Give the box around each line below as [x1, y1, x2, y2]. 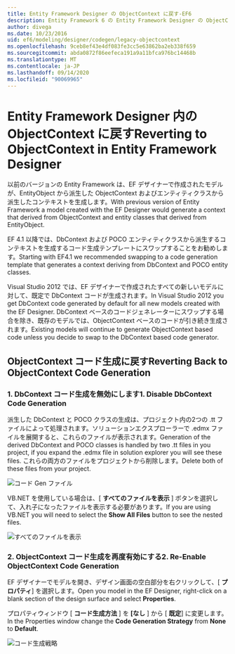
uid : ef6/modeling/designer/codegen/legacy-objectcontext [7, 37, 180, 44]
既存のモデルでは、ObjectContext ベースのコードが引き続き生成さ [37, 316, 229, 325]
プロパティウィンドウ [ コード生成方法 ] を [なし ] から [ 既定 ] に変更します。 [7, 609, 228, 617]
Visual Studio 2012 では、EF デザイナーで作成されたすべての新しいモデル [7, 283, 218, 291]
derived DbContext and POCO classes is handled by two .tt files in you [7, 441, 211, 449]
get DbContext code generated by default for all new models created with [7, 300, 220, 308]
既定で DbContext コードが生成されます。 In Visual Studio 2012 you [31, 291, 224, 300]
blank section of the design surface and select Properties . [7, 595, 177, 603]
